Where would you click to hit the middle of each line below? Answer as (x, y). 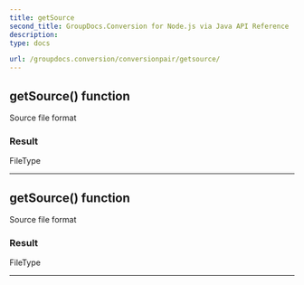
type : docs (30, 43)
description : (34, 34)
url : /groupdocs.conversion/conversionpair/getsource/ (115, 60)
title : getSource (42, 18)
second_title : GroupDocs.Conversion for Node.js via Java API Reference (149, 26)
